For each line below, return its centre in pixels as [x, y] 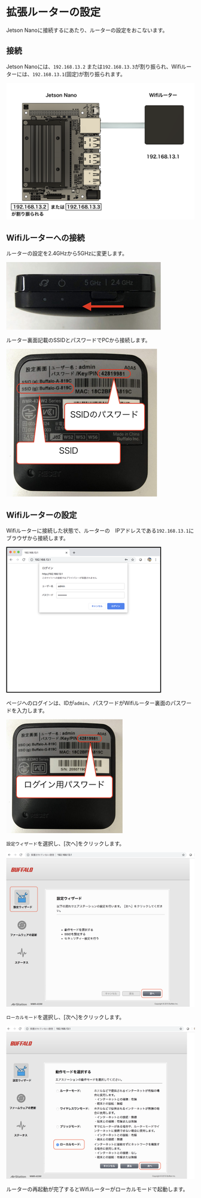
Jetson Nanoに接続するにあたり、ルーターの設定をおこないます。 [87, 30]
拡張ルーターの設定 [54, 12]
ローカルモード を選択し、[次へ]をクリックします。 [66, 1017]
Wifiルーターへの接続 [45, 238]
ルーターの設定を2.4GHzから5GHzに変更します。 [67, 254]
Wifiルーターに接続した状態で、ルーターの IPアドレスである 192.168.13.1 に [100, 531]
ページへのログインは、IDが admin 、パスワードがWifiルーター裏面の [89, 703]
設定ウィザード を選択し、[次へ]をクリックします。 [66, 844]
